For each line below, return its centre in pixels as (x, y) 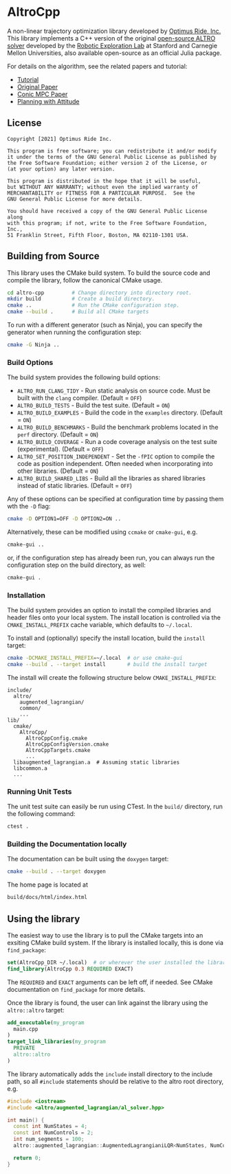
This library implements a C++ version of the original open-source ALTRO (111, 38)
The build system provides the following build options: (84, 377)
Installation (26, 595)
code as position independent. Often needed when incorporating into (115, 464)
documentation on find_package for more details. (76, 989)
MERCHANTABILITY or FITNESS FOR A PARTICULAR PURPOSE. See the (101, 193)
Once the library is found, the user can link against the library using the (108, 1003)
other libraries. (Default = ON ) (58, 471)
